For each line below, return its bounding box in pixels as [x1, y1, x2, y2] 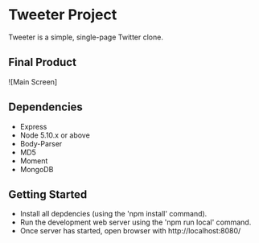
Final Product [8, 56, 76, 69]
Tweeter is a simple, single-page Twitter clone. [8, 32, 163, 42]
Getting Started [8, 187, 88, 201]
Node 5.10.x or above [19, 130, 90, 140]
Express [19, 121, 47, 131]
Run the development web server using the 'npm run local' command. [19, 217, 252, 227]
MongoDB [19, 164, 54, 174]
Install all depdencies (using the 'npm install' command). [19, 209, 208, 219]
